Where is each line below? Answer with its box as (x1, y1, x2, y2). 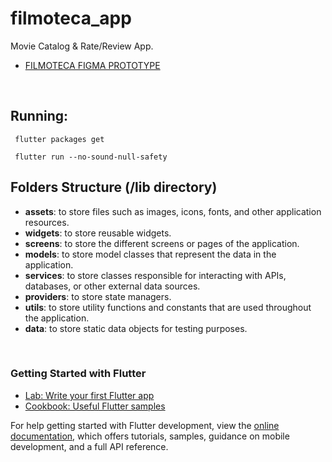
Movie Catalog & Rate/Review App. (10, 40, 154, 52)
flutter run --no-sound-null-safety (14, 152, 168, 162)
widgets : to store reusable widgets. (24, 227, 172, 239)
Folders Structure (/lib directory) (10, 179, 218, 196)
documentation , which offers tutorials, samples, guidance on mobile (10, 430, 290, 442)
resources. (24, 216, 70, 228)
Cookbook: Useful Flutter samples (24, 400, 166, 412)
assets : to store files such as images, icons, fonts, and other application (24, 205, 322, 217)
